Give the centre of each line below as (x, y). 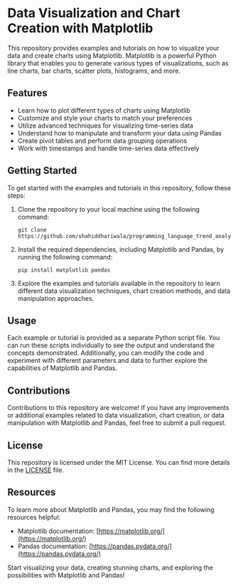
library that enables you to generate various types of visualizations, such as (118, 63)
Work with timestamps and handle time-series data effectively (108, 148)
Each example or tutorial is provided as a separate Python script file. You (114, 338)
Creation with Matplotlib (80, 28)
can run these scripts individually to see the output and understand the (111, 345)
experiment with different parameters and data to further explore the (108, 361)
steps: (16, 195)
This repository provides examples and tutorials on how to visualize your (113, 48)
